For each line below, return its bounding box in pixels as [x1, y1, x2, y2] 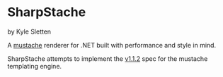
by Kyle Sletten [7, 27, 52, 36]
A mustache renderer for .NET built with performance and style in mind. [7, 41, 217, 49]
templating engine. [7, 62, 62, 70]
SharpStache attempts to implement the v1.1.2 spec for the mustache [7, 54, 208, 63]
